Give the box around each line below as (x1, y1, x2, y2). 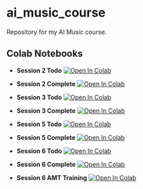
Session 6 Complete (16, 160, 76, 168)
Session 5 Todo (16, 120, 62, 128)
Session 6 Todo (16, 147, 63, 155)
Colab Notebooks (6, 48, 84, 60)
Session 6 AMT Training (16, 173, 88, 181)
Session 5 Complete (16, 133, 76, 141)
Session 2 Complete (16, 80, 76, 88)
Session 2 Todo (16, 66, 62, 74)
